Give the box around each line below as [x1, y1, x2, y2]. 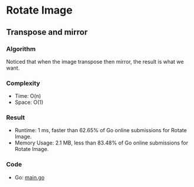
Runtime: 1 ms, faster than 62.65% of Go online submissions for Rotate [14, 127, 187, 134]
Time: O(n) [14, 93, 41, 100]
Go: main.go [14, 173, 45, 181]
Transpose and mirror [6, 27, 88, 37]
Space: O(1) [14, 99, 44, 106]
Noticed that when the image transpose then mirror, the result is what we [6, 58, 185, 65]
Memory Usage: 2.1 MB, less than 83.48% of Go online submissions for [14, 139, 188, 146]
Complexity [6, 79, 40, 87]
